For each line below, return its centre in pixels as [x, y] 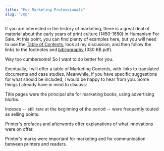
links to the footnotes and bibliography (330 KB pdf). [59, 50]
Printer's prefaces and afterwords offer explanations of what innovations [79, 124]
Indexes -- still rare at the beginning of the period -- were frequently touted [82, 109]
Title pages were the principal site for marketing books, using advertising [80, 94]
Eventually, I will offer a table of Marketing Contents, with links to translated [82, 69]
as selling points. [22, 114]
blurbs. [12, 99]
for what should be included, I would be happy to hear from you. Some [77, 79]
